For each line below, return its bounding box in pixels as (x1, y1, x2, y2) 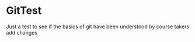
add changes (6, 29, 38, 36)
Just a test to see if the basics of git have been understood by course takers (6, 23, 190, 30)
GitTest (6, 4, 42, 17)
